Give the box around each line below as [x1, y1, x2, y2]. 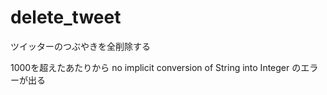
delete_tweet [10, 6, 122, 29]
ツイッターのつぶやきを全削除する [10, 40, 151, 52]
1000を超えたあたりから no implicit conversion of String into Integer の [10, 61, 302, 73]
